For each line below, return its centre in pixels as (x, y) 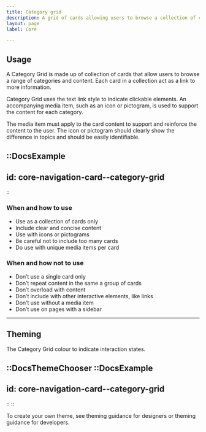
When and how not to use (45, 263)
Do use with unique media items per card (67, 247)
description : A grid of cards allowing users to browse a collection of (101, 18)
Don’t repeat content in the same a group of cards (78, 283)
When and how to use (39, 208)
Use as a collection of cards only (57, 221)
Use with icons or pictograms (52, 234)
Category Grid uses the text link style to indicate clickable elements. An (97, 99)
